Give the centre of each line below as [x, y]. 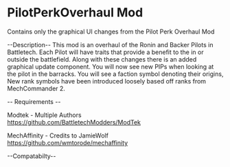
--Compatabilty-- [32, 156]
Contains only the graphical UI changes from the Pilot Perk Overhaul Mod [111, 31]
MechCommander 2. [36, 88]
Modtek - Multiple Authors [44, 115]
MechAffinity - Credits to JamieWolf [58, 136]
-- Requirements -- [34, 101]
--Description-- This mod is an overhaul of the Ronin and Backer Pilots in [110, 44]
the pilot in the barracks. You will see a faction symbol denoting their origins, [115, 74]
